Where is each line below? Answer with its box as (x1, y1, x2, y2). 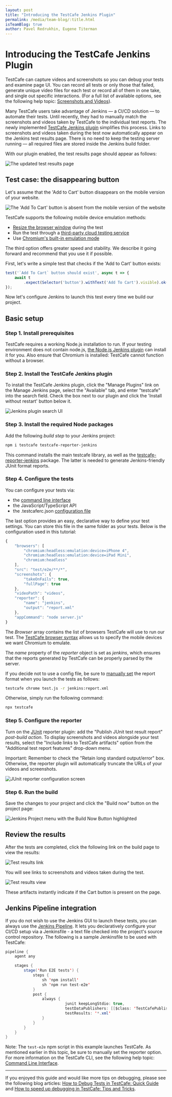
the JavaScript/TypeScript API (12, 502, 77, 509)
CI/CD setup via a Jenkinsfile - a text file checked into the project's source (5, 928, 163, 935)
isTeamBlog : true (5, 22, 42, 27)
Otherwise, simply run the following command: (5, 695, 104, 701)
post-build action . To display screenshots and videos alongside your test (5, 734, 159, 740)
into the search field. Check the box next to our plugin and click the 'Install (5, 393, 162, 399)
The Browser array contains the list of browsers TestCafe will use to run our (5, 628, 165, 635)
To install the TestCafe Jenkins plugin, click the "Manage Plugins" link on (5, 382, 159, 388)
